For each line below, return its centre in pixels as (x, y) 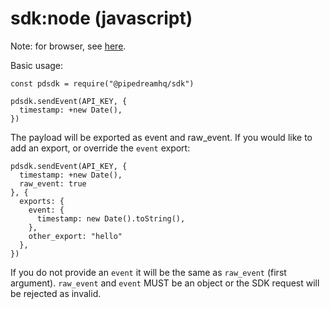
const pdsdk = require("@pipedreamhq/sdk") (102, 83)
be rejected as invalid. (56, 293)
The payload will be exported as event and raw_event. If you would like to (161, 137)
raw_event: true (53, 183)
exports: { (42, 201)
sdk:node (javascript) (101, 18)
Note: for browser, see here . (68, 46)
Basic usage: (37, 65)
